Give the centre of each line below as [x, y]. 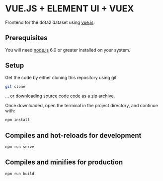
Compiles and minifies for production [64, 162]
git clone [15, 87]
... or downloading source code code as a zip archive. [60, 96]
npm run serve [20, 147]
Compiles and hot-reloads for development [73, 135]
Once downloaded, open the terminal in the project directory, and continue [81, 106]
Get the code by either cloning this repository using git [61, 77]
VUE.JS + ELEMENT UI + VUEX [70, 9]
